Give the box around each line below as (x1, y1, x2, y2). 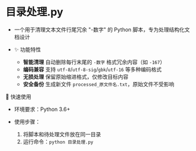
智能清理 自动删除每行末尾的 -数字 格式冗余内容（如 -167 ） (23, 58, 165, 65)
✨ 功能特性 (14, 45, 41, 53)
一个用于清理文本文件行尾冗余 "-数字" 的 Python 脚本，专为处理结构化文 (14, 26, 190, 33)
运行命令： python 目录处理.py (23, 138, 94, 145)
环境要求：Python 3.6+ (14, 106, 70, 113)
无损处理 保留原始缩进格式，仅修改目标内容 (23, 73, 128, 80)
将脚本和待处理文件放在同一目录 (23, 130, 101, 137)
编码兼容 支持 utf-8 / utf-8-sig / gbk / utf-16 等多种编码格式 (23, 65, 162, 73)
